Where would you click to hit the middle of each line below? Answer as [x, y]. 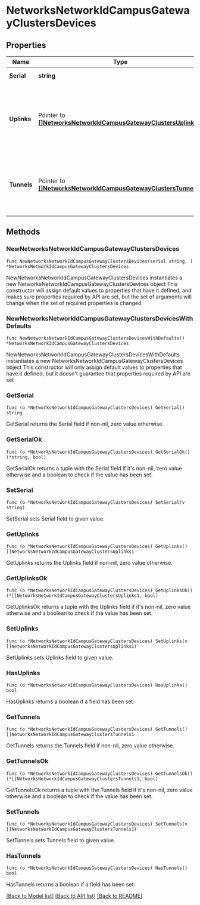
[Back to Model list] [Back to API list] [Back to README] [74, 896]
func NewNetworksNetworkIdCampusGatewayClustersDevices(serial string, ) [100, 261]
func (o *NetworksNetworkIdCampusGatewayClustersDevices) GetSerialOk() [98, 452]
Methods [23, 232]
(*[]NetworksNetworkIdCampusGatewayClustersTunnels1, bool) [82, 779]
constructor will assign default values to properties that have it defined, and [99, 290]
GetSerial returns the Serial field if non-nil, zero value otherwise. [85, 424]
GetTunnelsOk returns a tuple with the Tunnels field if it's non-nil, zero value [99, 790]
